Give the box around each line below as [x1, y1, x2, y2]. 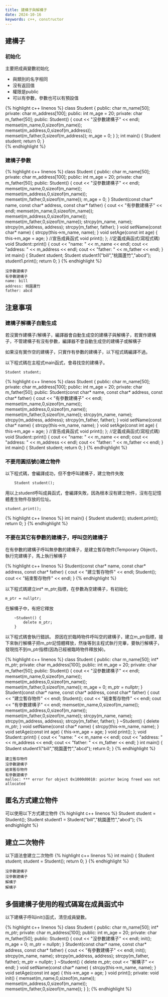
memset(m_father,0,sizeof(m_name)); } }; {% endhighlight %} [5, 986, 132, 992]
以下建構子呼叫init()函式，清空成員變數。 [5, 914, 89, 920]
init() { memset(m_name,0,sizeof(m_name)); [5, 975, 96, 981]
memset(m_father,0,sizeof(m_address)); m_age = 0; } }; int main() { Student [5, 133, 161, 139]
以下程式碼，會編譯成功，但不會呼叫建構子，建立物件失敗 [5, 470, 124, 476]
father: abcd [5, 288, 33, 294]
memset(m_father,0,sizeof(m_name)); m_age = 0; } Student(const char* [5, 196, 153, 202]
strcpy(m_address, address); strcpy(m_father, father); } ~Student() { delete [5, 718, 159, 724]
